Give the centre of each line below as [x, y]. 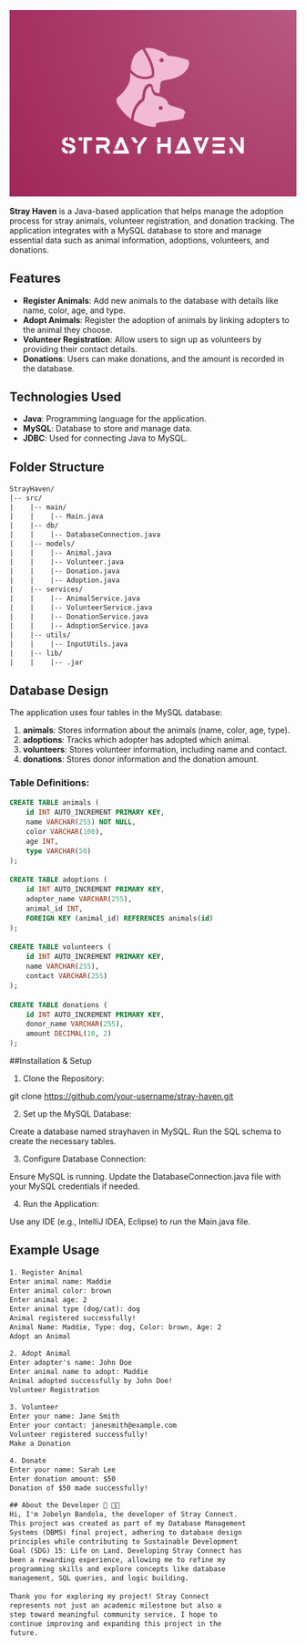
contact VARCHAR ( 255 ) [66, 976]
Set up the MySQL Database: [77, 1114]
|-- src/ [26, 498]
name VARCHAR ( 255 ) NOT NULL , [81, 822]
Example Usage [55, 1250]
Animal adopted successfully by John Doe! [91, 1380]
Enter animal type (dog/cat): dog [75, 1309]
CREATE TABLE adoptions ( [58, 880]
